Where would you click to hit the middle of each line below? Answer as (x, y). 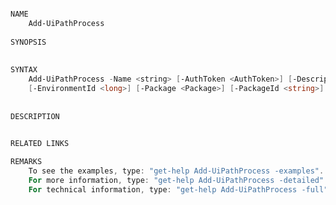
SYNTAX (24, 70)
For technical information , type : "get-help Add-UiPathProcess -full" (178, 189)
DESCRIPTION (35, 116)
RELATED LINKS (40, 144)
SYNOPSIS (28, 42)
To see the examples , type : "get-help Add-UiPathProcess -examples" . (176, 171)
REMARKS (26, 162)
